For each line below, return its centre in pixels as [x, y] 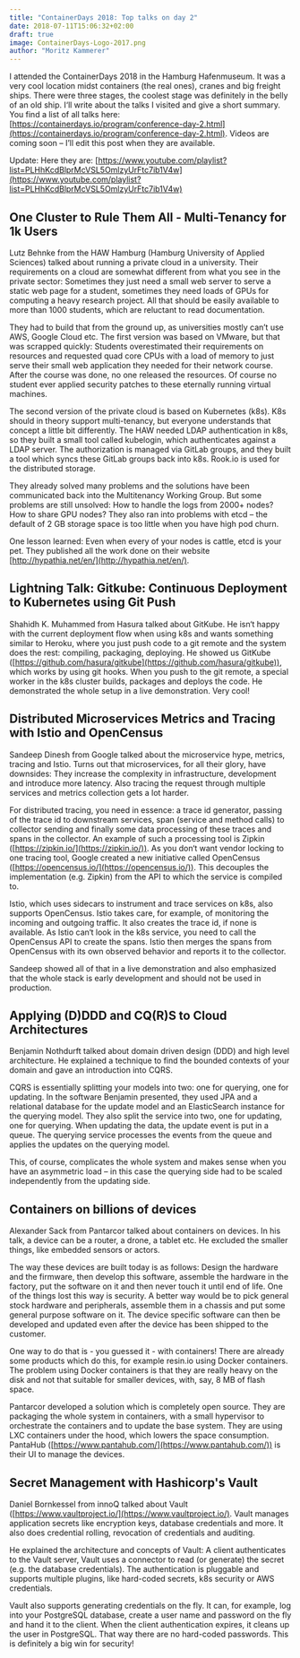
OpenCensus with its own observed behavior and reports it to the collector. [148, 951]
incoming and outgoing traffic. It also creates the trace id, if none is [133, 922]
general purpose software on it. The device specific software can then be [145, 1315]
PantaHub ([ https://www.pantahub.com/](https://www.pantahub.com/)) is [145, 1445]
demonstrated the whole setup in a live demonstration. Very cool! [130, 690]
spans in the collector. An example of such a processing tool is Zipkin [137, 838]
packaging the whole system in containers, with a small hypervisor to [137, 1416]
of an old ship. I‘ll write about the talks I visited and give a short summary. [145, 105]
